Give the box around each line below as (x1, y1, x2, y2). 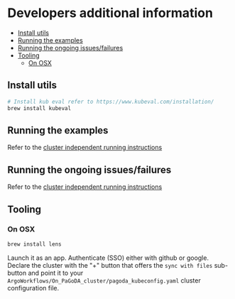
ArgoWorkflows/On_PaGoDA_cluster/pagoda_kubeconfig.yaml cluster (7, 276, 201, 285)
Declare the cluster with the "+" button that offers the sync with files (7, 261, 213, 269)
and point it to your (28, 268, 84, 277)
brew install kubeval (7, 104, 72, 112)
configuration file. (7, 283, 59, 292)
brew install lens (7, 240, 62, 248)
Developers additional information (7, 5, 213, 21)
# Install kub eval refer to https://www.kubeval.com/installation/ (7, 98, 214, 105)
